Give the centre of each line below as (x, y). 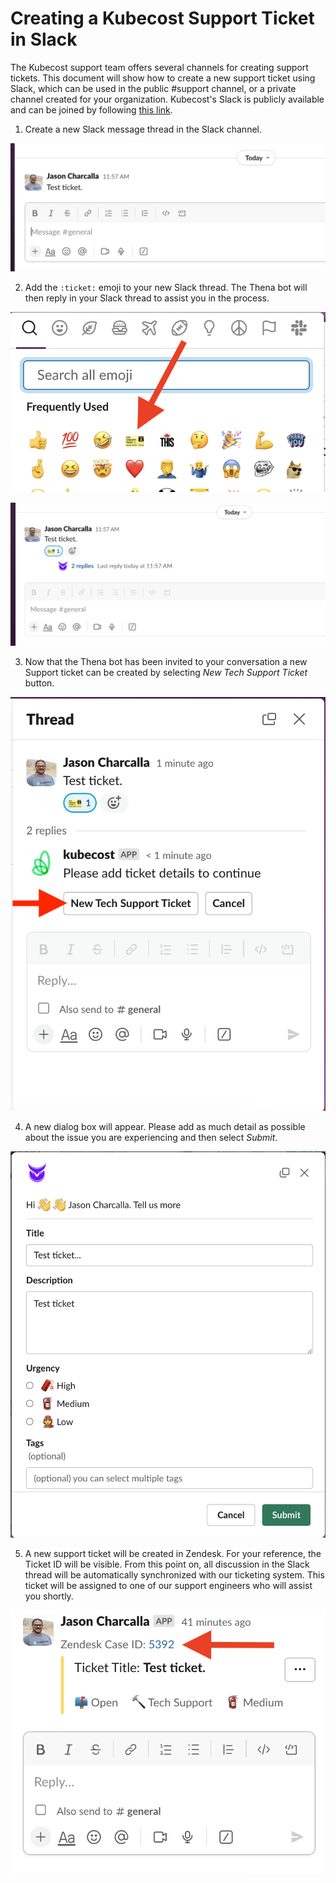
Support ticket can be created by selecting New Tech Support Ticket (166, 672)
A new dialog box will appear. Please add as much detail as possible (165, 1127)
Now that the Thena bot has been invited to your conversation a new (166, 661)
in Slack (44, 39)
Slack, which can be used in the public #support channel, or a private (153, 88)
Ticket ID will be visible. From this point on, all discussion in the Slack (167, 1564)
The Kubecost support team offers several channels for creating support (159, 67)
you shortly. (49, 1596)
